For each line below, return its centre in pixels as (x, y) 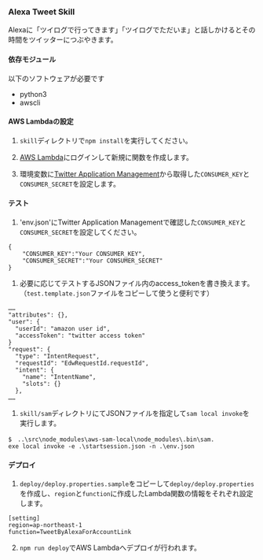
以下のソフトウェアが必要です (56, 78)
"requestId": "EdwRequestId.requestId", (82, 363)
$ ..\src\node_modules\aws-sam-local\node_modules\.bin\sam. (111, 439)
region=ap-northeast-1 (45, 525)
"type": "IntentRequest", (58, 356)
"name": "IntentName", (59, 376)
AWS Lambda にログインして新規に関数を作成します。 (106, 157)
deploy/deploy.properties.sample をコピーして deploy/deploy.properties (137, 484)
